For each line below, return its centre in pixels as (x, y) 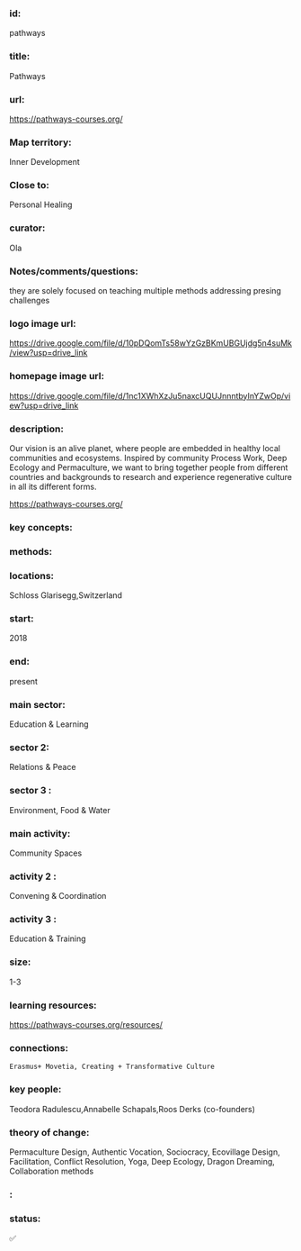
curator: (27, 228)
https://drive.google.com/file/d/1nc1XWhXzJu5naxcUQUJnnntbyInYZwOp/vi (150, 395)
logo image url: (43, 324)
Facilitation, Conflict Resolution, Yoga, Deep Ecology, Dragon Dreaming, (142, 1161)
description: (37, 429)
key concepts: (41, 527)
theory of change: (49, 1132)
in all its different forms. (53, 486)
